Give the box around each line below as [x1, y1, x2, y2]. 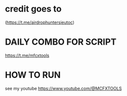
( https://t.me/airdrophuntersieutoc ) [5, 19, 75, 25]
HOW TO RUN [5, 69, 61, 80]
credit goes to [5, 3, 62, 15]
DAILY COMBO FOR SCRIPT [5, 36, 117, 48]
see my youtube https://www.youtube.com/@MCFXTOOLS [5, 85, 122, 91]
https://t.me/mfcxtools [5, 52, 50, 58]
